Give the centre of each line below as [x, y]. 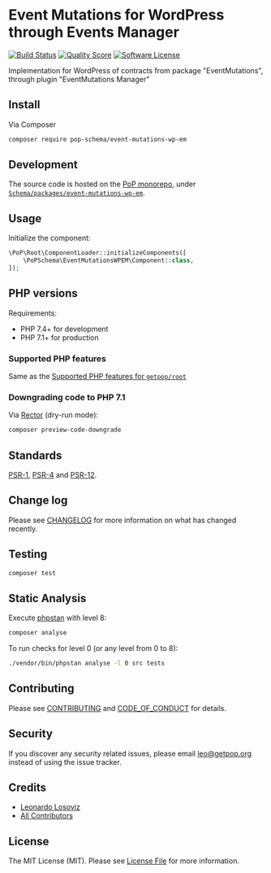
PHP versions [43, 293]
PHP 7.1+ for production [59, 337]
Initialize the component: [49, 238]
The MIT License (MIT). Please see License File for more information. [124, 861]
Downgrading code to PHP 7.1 [67, 397]
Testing [28, 554]
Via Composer [32, 124]
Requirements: [32, 313]
